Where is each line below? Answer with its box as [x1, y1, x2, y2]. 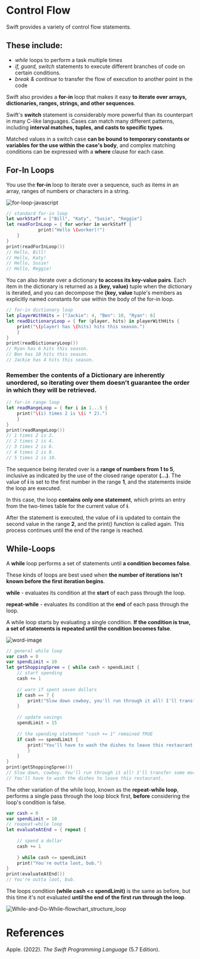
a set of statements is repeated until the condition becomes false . [6, 625, 171, 632]
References [6, 926, 64, 940]
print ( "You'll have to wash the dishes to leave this [27, 742, 164, 748]
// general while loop [6, 647, 62, 654]
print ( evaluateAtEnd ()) [6, 871, 65, 877]
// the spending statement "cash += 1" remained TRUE [17, 731, 153, 737]
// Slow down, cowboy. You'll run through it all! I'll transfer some [6, 770, 185, 776]
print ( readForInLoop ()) [6, 244, 65, 250]
